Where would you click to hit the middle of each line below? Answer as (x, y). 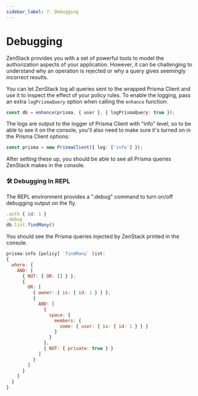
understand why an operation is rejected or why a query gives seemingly (96, 71)
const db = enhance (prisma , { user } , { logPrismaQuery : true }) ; (91, 112)
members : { (68, 321)
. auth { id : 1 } (26, 214)
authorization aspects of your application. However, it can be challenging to (99, 64)
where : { (22, 265)
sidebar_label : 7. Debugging (42, 12)
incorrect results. (27, 77)
